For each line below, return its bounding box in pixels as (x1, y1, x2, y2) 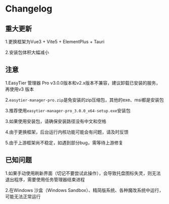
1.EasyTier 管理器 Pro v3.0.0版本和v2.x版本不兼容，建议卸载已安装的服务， (5, 80, 160, 86)
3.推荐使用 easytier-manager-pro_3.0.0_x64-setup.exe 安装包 (5, 107, 131, 113)
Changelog (5, 3, 52, 15)
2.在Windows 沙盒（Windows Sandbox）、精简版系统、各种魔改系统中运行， (5, 187, 164, 193)
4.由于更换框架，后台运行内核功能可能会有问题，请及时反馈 (5, 129, 129, 135)
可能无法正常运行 (5, 193, 41, 199)
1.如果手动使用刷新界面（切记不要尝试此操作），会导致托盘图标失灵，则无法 (5, 170, 161, 176)
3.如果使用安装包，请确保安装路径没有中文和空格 (5, 118, 107, 124)
